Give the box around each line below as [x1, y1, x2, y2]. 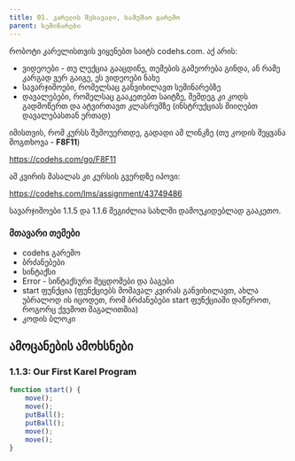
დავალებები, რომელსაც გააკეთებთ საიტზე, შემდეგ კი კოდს [21, 90, 249, 102]
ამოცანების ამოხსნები [9, 339, 134, 355]
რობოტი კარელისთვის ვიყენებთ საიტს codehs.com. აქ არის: [9, 45, 237, 56]
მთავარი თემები [9, 227, 81, 239]
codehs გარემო [21, 247, 82, 258]
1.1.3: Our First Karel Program [9, 365, 137, 378]
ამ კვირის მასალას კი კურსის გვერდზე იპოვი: [9, 170, 181, 182]
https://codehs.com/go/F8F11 [9, 153, 117, 164]
